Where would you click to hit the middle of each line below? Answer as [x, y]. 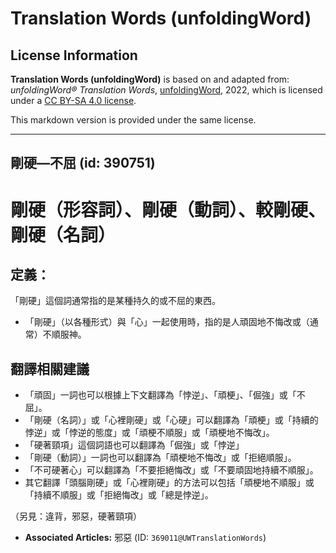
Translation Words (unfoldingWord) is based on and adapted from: [150, 79]
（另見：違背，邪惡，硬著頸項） [76, 516]
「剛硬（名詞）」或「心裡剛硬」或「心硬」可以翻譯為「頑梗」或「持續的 [171, 420]
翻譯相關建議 [50, 368]
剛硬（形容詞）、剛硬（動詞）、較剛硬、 [168, 209]
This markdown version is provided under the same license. [133, 120]
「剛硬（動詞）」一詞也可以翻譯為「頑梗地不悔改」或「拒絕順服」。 [160, 458]
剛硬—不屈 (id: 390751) [83, 163]
